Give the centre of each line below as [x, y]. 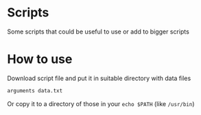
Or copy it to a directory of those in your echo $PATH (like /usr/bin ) [101, 103]
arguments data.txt [35, 90]
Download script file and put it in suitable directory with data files [99, 78]
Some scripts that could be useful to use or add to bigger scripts [98, 31]
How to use [40, 59]
